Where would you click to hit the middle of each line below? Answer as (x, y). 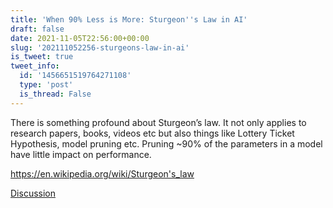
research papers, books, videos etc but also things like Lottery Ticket (152, 133)
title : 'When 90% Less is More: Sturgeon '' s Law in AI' (129, 19)
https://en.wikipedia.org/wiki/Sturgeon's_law (102, 173)
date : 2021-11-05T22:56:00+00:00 (80, 38)
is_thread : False (55, 94)
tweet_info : (35, 66)
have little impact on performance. (81, 154)
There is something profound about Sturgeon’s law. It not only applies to (158, 122)
